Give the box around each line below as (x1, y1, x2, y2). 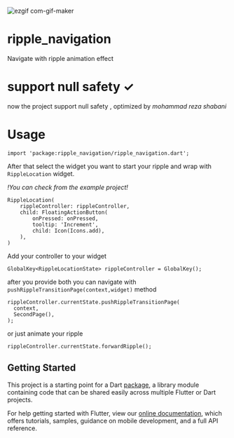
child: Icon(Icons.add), (32, 227, 105, 234)
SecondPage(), (13, 310, 55, 318)
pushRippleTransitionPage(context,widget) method (7, 285, 157, 294)
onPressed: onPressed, (32, 214, 99, 222)
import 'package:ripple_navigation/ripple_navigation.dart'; (7, 149, 190, 157)
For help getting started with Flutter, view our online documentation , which (7, 409, 223, 417)
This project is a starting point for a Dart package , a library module (7, 381, 200, 389)
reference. (7, 424, 37, 432)
